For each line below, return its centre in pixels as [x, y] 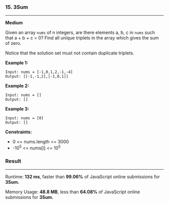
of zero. [13, 43]
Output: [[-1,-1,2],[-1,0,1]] [37, 77]
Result [13, 161]
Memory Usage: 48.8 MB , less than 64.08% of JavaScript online [73, 192]
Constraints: [19, 132]
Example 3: [17, 109]
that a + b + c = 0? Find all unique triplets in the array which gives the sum [82, 38]
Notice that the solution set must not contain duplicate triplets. [70, 53]
